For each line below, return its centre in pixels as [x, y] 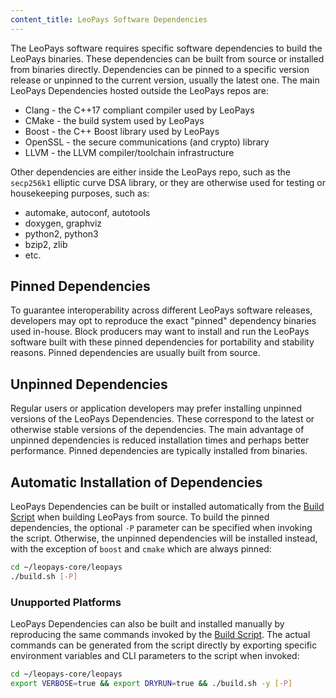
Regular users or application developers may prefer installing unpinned [156, 408]
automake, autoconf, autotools [87, 212]
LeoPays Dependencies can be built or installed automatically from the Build [167, 507]
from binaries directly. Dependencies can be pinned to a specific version [160, 69]
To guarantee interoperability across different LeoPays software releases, [161, 310]
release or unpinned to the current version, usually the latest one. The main [165, 80]
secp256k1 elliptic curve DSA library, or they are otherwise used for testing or [168, 182]
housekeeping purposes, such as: [80, 193]
